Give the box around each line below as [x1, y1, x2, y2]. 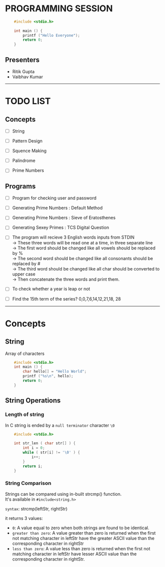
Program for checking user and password [12, 195, 97, 201]
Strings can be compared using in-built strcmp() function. [5, 491, 122, 497]
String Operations [5, 396, 61, 405]
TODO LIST [5, 96, 51, 107]
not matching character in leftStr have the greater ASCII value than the [12, 535, 155, 541]
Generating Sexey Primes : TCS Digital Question [12, 224, 110, 231]
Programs [5, 182, 36, 190]
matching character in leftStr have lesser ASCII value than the [12, 551, 137, 557]
